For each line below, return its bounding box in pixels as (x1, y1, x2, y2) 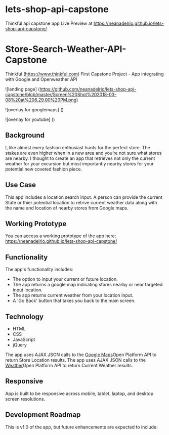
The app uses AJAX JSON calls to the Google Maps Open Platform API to (5, 352, 157, 358)
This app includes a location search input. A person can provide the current (5, 194, 163, 200)
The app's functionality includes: (5, 267, 73, 273)
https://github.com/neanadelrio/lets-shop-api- (39, 86, 137, 92)
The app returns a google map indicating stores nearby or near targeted (12, 282, 163, 288)
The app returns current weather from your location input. (12, 292, 134, 298)
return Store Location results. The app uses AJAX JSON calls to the (5, 357, 146, 363)
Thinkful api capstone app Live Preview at (5, 20, 93, 26)
